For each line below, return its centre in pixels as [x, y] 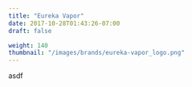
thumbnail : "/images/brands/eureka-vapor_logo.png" [96, 53]
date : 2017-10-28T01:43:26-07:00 [64, 23]
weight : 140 [28, 45]
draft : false [30, 31]
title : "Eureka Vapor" [46, 16]
